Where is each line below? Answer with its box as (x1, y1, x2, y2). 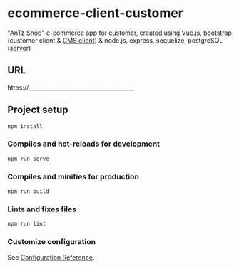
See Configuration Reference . (7, 253, 95, 261)
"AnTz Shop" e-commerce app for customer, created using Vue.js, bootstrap (7, 28, 232, 37)
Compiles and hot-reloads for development (7, 139, 161, 149)
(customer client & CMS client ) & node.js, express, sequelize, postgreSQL (7, 36, 223, 44)
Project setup (7, 104, 69, 116)
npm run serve (7, 155, 50, 162)
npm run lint (7, 221, 46, 228)
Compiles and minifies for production (7, 172, 139, 181)
